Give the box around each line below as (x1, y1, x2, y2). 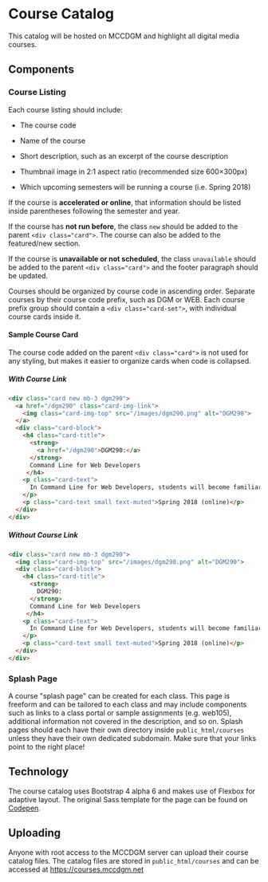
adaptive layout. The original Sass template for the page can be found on (8, 794, 248, 804)
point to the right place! (8, 742, 85, 752)
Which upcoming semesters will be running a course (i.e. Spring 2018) (19, 182, 251, 191)
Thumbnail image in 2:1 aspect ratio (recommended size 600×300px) (19, 167, 248, 176)
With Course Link (8, 374, 67, 384)
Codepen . (8, 803, 41, 813)
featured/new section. (8, 238, 81, 248)
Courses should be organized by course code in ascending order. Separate (8, 286, 255, 296)
